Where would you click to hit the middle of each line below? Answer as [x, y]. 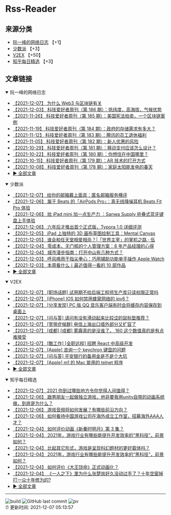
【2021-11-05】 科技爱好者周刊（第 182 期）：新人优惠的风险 [76, 141]
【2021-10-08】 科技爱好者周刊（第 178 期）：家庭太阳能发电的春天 [83, 167]
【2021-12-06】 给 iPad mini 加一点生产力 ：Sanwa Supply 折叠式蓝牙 [86, 214]
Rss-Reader [31, 9]
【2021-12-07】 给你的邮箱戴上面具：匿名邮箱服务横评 [70, 195]
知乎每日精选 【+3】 [34, 61]
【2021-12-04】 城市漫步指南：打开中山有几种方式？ [68, 252]
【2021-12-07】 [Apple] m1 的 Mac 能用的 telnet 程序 [68, 362]
